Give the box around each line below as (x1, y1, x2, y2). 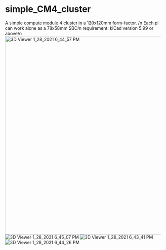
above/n (5, 30, 22, 36)
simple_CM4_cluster (5, 3, 91, 15)
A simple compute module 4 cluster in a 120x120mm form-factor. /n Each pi (5, 20, 159, 26)
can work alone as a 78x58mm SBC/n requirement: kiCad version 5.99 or (5, 25, 154, 31)
